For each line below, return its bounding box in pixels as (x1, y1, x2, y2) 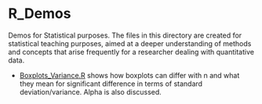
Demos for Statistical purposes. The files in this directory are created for (8, 30, 242, 40)
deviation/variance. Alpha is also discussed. (19, 87, 162, 96)
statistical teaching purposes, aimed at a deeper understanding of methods (8, 38, 252, 48)
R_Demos (8, 5, 71, 23)
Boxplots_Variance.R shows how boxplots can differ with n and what (19, 70, 240, 80)
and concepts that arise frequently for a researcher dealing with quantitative (8, 47, 255, 56)
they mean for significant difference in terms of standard (19, 79, 202, 88)
